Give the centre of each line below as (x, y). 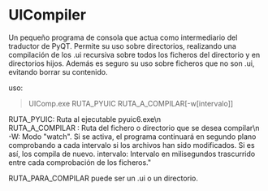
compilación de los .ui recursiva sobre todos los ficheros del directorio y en (134, 54)
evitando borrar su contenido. (58, 72)
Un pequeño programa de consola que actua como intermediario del (123, 37)
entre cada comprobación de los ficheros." (80, 162)
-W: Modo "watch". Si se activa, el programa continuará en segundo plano (132, 137)
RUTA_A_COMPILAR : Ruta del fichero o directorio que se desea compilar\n (134, 128)
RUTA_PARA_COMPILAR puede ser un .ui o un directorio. (104, 178)
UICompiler (48, 15)
